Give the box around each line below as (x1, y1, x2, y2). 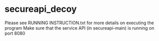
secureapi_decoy (4, 3, 77, 15)
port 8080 (4, 30, 25, 36)
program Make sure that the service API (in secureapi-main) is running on (4, 25, 155, 31)
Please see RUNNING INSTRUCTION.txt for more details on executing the (4, 20, 154, 26)
